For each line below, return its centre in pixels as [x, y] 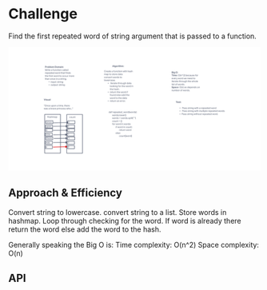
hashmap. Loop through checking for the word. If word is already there [125, 220]
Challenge [43, 14]
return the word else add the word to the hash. [85, 229]
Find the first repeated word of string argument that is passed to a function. [133, 36]
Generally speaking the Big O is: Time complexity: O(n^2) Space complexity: [134, 244]
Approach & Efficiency [65, 193]
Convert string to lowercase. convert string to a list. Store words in [118, 212]
